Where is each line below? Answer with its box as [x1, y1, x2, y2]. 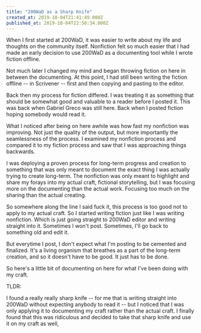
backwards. [6, 148, 35, 155]
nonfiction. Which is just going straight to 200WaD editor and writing [6, 216, 176, 223]
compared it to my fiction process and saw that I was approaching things [6, 142, 187, 149]
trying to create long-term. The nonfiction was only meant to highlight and [6, 173, 190, 180]
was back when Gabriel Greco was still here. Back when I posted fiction [6, 105, 184, 112]
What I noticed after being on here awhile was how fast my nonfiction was [6, 123, 190, 130]
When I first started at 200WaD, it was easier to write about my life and [6, 37, 181, 44]
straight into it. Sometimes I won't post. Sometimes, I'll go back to [6, 222, 169, 230]
